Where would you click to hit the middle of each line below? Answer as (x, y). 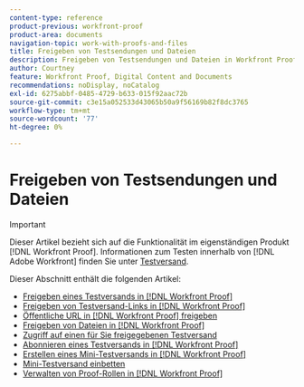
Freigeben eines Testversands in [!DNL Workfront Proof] (128, 296)
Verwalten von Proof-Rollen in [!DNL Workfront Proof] (123, 373)
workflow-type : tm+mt (50, 111)
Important (28, 224)
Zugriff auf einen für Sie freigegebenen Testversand (119, 334)
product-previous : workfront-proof (76, 26)
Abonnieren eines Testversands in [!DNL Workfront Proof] (130, 344)
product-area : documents (56, 34)
